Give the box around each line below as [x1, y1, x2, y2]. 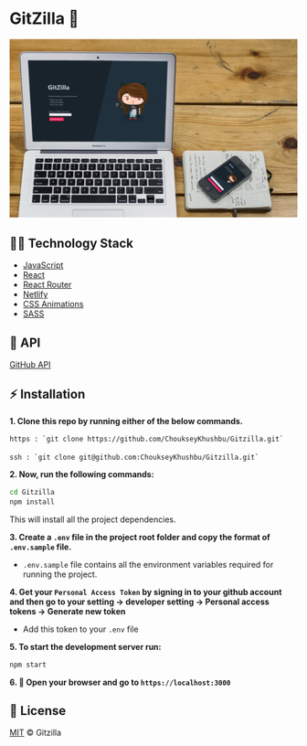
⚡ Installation [9, 387, 86, 402]
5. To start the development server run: [9, 641, 162, 652]
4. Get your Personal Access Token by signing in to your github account [9, 586, 282, 597]
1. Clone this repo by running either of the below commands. [9, 415, 244, 426]
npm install [9, 497, 55, 506]
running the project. [22, 569, 98, 580]
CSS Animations [22, 299, 84, 310]
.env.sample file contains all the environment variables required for [22, 559, 274, 570]
